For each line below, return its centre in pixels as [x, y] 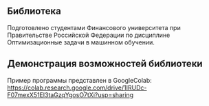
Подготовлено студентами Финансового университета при [94, 27]
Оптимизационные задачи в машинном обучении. [81, 42]
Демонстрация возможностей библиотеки [105, 64]
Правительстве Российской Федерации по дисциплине [89, 35]
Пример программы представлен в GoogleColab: [80, 80]
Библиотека [34, 11]
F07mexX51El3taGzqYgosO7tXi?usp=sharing [70, 94]
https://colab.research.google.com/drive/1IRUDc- [77, 88]
